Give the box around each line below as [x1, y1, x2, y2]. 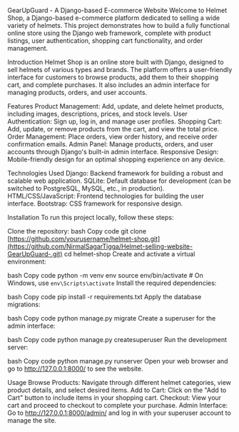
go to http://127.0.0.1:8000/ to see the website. [7, 364, 143, 373]
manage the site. [7, 416, 57, 424]
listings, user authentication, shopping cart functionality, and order [7, 36, 203, 45]
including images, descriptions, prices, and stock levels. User [7, 110, 188, 118]
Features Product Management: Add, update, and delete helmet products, [7, 102, 225, 110]
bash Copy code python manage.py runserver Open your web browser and [7, 357, 228, 365]
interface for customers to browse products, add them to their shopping [7, 73, 219, 81]
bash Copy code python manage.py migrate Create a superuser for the [7, 314, 216, 322]
